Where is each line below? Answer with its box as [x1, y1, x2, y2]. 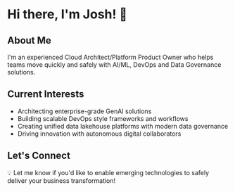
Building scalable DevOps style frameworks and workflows [17, 114, 189, 122]
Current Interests [7, 88, 84, 101]
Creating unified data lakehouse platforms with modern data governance [17, 122, 229, 130]
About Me [7, 34, 51, 46]
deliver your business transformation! [7, 176, 116, 185]
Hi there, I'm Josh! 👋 [7, 6, 128, 23]
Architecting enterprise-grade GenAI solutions [17, 107, 152, 115]
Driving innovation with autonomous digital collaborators [17, 129, 182, 138]
